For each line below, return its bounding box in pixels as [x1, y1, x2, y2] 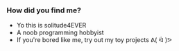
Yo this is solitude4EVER [16, 21, 87, 30]
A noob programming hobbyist [16, 28, 105, 37]
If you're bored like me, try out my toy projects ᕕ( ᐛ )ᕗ [16, 36, 172, 44]
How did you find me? [6, 6, 81, 15]
